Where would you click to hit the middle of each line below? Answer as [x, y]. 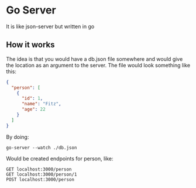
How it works [30, 45]
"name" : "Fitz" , [41, 104]
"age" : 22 [33, 110]
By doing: [18, 137]
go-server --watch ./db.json [42, 148]
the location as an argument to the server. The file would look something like [98, 65]
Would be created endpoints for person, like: [60, 158]
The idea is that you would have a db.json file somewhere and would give [94, 59]
